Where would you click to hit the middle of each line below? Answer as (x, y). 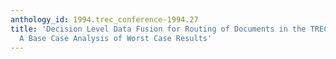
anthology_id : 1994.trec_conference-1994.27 (104, 19)
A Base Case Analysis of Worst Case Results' (116, 38)
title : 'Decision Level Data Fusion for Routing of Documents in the (158, 29)
